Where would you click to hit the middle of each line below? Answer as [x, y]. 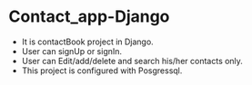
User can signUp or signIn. [72, 51]
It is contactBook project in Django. [87, 42]
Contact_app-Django [89, 17]
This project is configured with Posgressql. [102, 71]
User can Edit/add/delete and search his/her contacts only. [132, 61]
